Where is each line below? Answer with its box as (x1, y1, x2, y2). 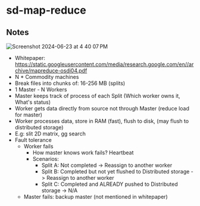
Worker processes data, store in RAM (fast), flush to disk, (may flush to (14, 118, 189, 125)
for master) (14, 111, 43, 118)
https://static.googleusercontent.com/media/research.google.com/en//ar (14, 61, 194, 68)
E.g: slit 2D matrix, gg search (14, 130, 86, 137)
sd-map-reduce (6, 4, 86, 17)
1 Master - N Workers (14, 86, 67, 93)
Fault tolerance (14, 137, 52, 143)
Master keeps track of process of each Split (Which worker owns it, (14, 93, 180, 99)
